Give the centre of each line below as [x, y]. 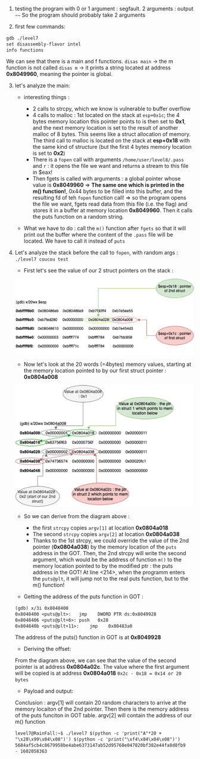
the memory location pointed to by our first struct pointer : [95, 371]
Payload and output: [48, 691]
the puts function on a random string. [78, 217]
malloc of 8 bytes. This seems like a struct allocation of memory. [112, 134]
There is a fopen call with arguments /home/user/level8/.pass [108, 160]
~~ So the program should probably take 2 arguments [80, 15]
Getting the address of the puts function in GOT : [84, 596]
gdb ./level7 [22, 38]
